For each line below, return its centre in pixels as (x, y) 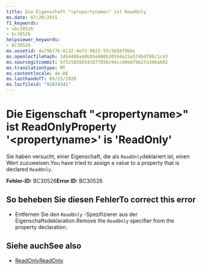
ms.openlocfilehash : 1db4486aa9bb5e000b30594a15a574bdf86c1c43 (87, 57)
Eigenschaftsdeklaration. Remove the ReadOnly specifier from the (94, 221)
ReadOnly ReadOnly (39, 260)
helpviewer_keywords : (33, 40)
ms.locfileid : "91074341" (38, 85)
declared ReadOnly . (29, 169)
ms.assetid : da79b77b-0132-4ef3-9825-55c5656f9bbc (71, 51)
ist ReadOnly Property (61, 127)
